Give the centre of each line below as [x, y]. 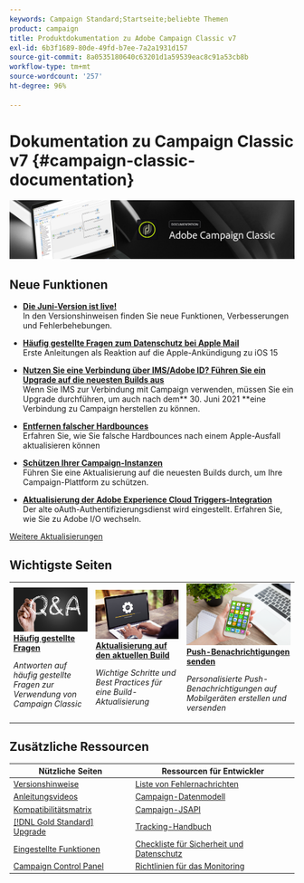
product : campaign [44, 28]
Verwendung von [45, 694]
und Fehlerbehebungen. [67, 326]
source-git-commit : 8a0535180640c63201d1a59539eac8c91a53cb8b [129, 57]
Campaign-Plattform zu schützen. [85, 482]
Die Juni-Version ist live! [70, 307]
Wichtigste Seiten [61, 565]
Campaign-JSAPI [168, 809]
